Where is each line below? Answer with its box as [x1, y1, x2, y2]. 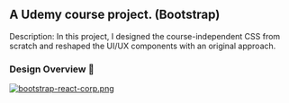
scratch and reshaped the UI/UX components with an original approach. [9, 40, 276, 51]
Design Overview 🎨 [9, 63, 95, 75]
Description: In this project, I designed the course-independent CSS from [9, 30, 281, 41]
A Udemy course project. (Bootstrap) [9, 7, 221, 22]
